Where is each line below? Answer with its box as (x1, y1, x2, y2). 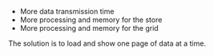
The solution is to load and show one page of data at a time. (8, 39, 207, 48)
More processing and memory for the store (19, 15, 163, 24)
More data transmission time (19, 7, 115, 16)
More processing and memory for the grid (19, 24, 159, 32)
